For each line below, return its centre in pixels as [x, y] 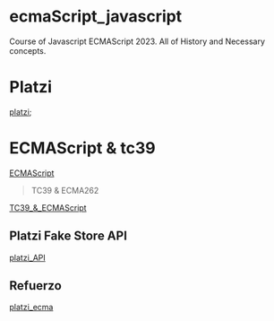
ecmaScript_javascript [96, 17]
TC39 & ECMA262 [65, 190]
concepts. [28, 50]
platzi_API [28, 257]
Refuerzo [36, 286]
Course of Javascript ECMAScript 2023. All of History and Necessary [137, 41]
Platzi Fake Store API [68, 236]
